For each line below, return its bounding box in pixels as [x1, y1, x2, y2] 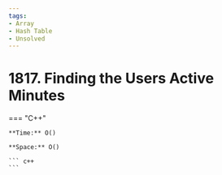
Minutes [8, 87, 65, 105]
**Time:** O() [8, 129, 57, 138]
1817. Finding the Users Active [8, 70, 214, 87]
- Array [8, 19, 35, 28]
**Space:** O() [8, 143, 60, 152]
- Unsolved [8, 34, 46, 43]
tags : [8, 11, 27, 20]
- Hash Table [8, 27, 53, 35]
